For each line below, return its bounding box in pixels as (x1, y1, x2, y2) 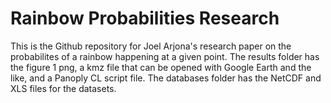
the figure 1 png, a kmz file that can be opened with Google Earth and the (10, 61, 312, 73)
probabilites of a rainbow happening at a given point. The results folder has (10, 50, 320, 62)
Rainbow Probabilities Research (10, 7, 280, 30)
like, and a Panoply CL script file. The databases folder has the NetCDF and (10, 72, 322, 84)
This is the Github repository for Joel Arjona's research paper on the (10, 40, 292, 52)
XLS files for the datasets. (10, 82, 117, 94)
